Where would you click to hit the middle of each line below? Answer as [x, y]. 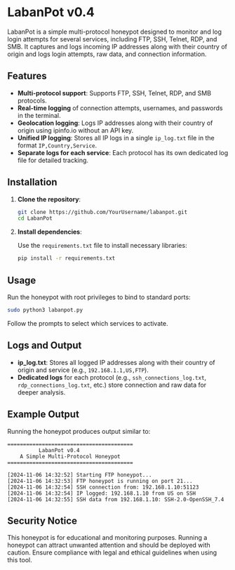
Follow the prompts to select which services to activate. [88, 323]
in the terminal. [39, 115]
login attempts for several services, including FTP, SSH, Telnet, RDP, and [112, 39]
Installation [32, 182]
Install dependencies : [49, 232]
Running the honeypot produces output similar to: [79, 431]
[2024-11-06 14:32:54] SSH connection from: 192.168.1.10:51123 [103, 487]
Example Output [43, 415]
